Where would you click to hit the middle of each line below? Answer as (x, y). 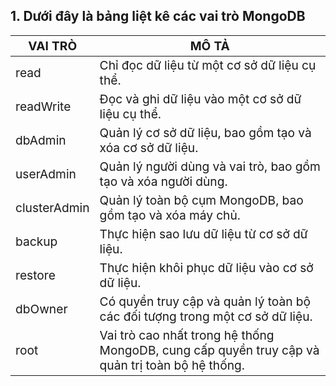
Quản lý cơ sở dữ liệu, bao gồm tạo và (205, 132)
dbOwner (41, 308)
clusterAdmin (52, 207)
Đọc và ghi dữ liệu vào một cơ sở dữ (200, 98)
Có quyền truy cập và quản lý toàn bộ (205, 301)
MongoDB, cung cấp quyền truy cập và (209, 350)
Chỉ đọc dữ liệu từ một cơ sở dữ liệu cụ (208, 65)
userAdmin (46, 173)
